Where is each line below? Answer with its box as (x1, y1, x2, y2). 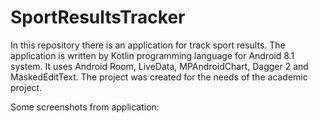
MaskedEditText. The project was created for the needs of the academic (10, 71, 308, 83)
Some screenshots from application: (10, 101, 160, 113)
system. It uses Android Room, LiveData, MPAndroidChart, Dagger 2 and (10, 60, 309, 72)
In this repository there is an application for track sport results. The (10, 39, 286, 51)
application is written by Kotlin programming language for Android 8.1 (10, 49, 295, 61)
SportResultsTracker (10, 6, 186, 29)
